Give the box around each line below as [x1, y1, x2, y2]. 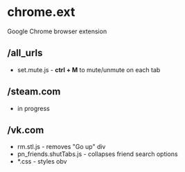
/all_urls [7, 47, 43, 59]
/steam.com [7, 86, 61, 98]
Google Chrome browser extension [7, 27, 107, 35]
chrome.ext [7, 4, 76, 20]
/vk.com [7, 124, 44, 136]
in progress [17, 104, 50, 112]
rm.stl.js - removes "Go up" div [17, 143, 106, 151]
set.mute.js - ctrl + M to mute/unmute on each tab [17, 65, 161, 74]
